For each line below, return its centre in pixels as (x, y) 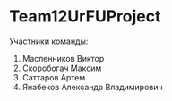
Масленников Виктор (63, 58)
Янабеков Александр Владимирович (92, 87)
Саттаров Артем (54, 77)
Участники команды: (49, 41)
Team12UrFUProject (85, 17)
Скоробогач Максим (62, 68)
